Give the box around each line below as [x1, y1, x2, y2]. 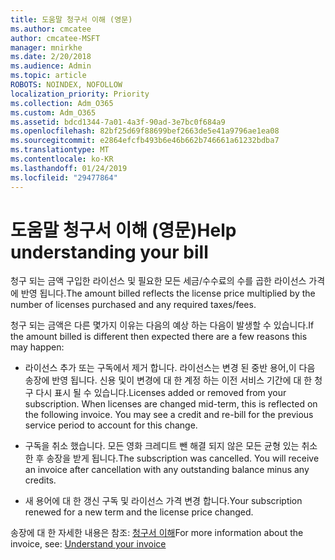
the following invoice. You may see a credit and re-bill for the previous [24, 409, 314, 421]
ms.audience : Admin [10, 61, 92, 71]
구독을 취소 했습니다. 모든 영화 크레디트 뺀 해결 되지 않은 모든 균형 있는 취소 [24, 440, 318, 452]
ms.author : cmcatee [10, 24, 92, 34]
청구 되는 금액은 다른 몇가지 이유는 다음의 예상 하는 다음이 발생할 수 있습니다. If [10, 319, 315, 331]
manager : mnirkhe [10, 42, 83, 53]
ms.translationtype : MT [10, 145, 110, 155]
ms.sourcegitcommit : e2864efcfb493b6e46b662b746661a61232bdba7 [10, 136, 280, 146]
